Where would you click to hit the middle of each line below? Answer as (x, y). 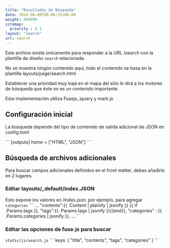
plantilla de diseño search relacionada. (45, 58)
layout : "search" (24, 34)
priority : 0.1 (26, 29)
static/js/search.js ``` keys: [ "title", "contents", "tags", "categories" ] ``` (82, 240)
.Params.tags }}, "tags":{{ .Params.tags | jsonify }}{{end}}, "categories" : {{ (84, 210)
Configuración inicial (39, 115)
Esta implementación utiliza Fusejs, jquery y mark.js (59, 98)
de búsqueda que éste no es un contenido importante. (62, 88)
